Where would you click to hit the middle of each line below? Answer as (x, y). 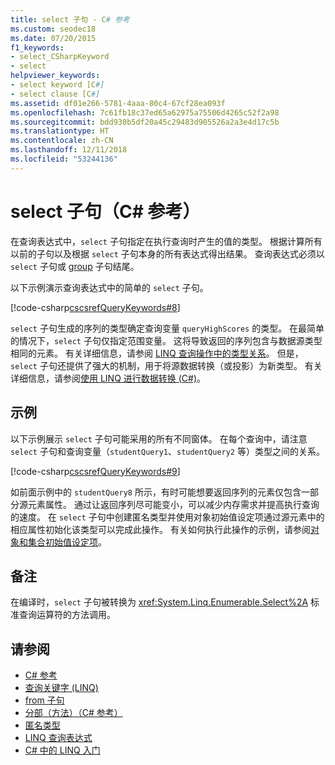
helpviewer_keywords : (55, 76)
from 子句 (44, 700)
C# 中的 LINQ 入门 (62, 750)
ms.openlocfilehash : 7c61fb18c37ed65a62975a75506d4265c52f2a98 (145, 112)
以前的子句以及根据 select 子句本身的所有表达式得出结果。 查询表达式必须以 (167, 253)
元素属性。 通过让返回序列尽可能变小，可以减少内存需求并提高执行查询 (173, 504)
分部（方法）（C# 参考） (73, 713)
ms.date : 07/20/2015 (53, 38)
